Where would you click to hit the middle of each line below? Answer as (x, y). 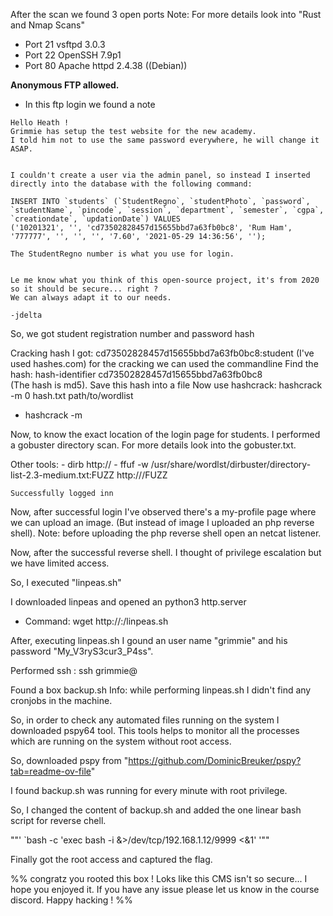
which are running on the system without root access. (121, 741)
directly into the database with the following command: (131, 184)
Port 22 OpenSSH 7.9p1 (73, 55)
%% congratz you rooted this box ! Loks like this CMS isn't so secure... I (159, 878)
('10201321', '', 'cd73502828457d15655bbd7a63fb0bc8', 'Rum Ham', (151, 228)
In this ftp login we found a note (90, 104)
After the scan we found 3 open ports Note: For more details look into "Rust (166, 14)
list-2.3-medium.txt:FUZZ (62, 475)
